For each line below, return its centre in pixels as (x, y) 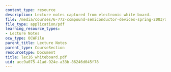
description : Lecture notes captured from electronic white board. (78, 15)
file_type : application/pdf (35, 24)
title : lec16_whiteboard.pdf (36, 57)
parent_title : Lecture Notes (36, 43)
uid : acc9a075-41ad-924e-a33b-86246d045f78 (52, 62)
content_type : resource (31, 10)
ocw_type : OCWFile (25, 39)
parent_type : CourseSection (35, 48)
